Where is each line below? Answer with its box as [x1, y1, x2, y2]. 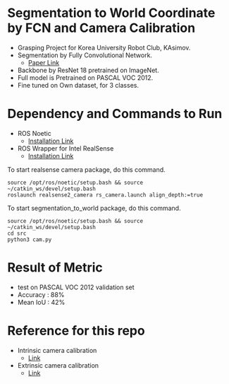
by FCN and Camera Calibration [7, 20, 196, 36]
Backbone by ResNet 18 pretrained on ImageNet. [17, 66, 160, 74]
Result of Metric [7, 260, 104, 276]
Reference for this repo [7, 323, 146, 339]
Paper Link [27, 58, 60, 66]
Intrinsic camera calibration [17, 346, 97, 354]
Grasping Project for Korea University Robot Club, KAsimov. [17, 43, 191, 52]
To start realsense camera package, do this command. [7, 165, 166, 174]
